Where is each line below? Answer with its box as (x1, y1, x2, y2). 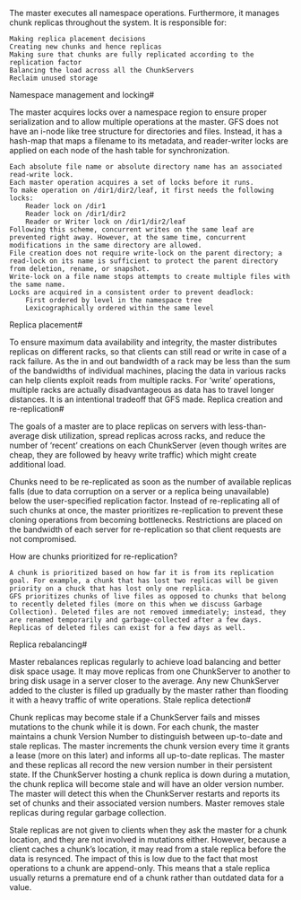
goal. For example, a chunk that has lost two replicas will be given (9, 576, 279, 585)
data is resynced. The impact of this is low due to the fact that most (9, 853, 258, 864)
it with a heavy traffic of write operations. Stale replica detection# (9, 695, 251, 705)
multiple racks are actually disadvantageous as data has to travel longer (9, 385, 275, 395)
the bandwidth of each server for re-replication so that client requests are (9, 524, 281, 535)
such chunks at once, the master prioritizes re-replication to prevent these (9, 505, 284, 515)
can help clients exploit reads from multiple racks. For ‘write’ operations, (9, 375, 276, 385)
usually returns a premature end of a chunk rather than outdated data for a (9, 872, 285, 883)
